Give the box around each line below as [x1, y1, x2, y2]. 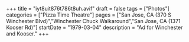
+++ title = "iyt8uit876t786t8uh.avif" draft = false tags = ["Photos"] [6, 5, 170, 12]
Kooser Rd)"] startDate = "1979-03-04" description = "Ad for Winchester [6, 24, 183, 31]
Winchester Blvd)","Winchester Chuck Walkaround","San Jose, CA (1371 [6, 18, 181, 24]
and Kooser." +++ [6, 30, 49, 37]
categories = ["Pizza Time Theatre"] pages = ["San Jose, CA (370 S [6, 11, 171, 18]
